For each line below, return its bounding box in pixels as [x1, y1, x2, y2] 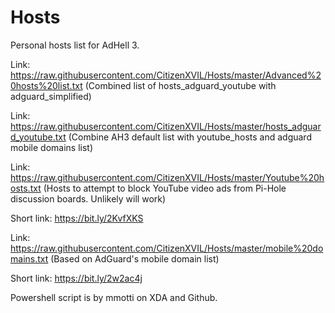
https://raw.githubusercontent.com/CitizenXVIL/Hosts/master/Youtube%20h [10, 171, 325, 183]
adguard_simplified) [10, 90, 92, 102]
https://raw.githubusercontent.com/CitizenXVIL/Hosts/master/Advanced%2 [10, 69, 322, 81]
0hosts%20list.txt [10, 79, 83, 91]
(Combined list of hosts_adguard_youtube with [84, 79, 277, 91]
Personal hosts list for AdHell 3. [10, 39, 140, 51]
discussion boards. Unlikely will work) [10, 192, 167, 205]
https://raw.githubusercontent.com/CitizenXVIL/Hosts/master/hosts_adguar [10, 120, 322, 132]
